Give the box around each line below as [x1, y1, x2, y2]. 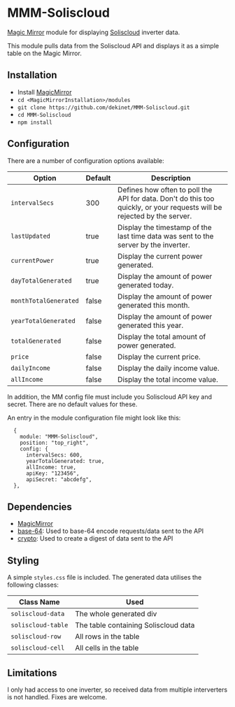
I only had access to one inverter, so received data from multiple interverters [7, 685, 228, 694]
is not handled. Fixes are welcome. [7, 693, 108, 701]
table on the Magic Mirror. [7, 49, 82, 57]
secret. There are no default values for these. [7, 400, 138, 408]
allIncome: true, [25, 464, 77, 471]
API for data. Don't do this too [117, 194, 215, 203]
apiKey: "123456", [25, 470, 80, 477]
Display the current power [117, 251, 203, 261]
